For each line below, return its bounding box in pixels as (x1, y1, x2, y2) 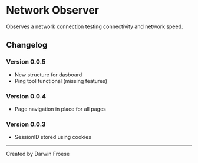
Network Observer (6, 4, 99, 17)
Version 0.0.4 (6, 92, 46, 100)
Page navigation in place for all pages (14, 105, 106, 112)
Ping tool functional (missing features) (14, 77, 108, 84)
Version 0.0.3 (6, 120, 46, 128)
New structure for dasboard (14, 71, 82, 78)
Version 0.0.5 (6, 58, 46, 66)
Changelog (6, 40, 48, 50)
